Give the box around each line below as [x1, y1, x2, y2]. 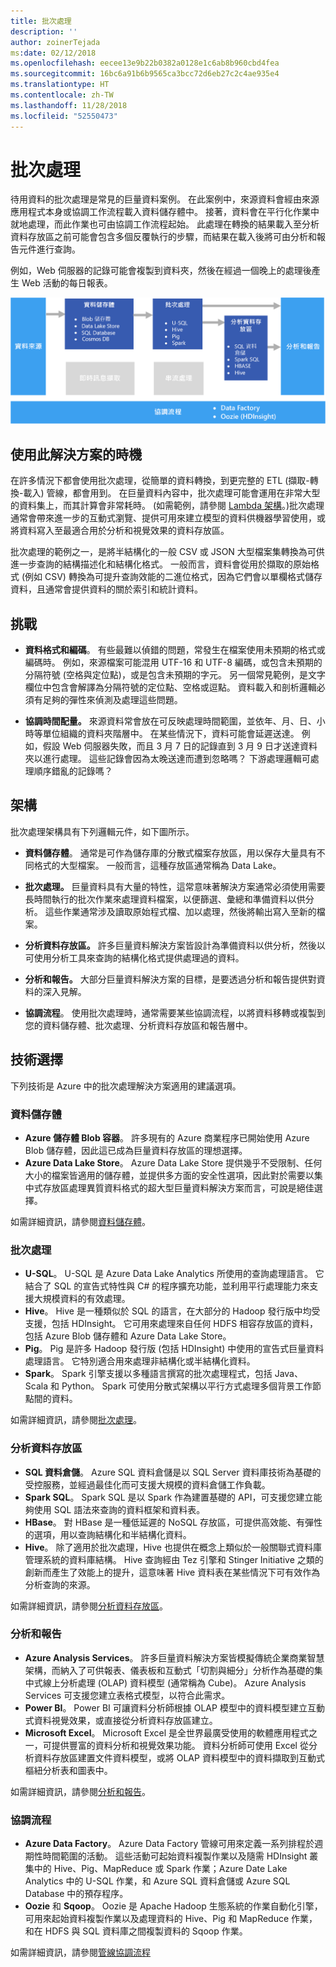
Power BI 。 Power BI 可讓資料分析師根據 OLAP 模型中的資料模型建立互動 [24, 1701, 325, 1714]
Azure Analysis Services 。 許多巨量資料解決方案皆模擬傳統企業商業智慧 [24, 1651, 325, 1664]
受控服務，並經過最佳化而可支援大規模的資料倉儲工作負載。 [24, 1478, 271, 1490]
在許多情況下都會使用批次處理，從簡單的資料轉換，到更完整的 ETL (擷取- [10, 475, 310, 487]
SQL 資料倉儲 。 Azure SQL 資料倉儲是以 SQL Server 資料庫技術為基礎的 [24, 1466, 322, 1478]
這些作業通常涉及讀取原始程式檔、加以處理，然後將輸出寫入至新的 [44, 905, 317, 917]
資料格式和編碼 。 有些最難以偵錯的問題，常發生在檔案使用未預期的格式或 [24, 644, 326, 656]
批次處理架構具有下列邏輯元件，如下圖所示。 [10, 825, 195, 837]
